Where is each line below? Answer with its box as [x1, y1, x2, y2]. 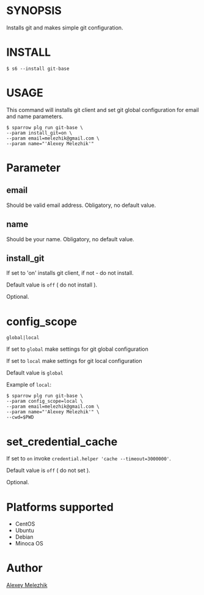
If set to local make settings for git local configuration [6, 357, 142, 365]
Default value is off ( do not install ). [6, 281, 98, 288]
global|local [6, 335, 40, 341]
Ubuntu [15, 527, 35, 534]
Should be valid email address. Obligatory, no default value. [6, 201, 156, 209]
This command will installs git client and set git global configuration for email [6, 106, 199, 113]
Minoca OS [15, 540, 44, 547]
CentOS [15, 520, 35, 528]
